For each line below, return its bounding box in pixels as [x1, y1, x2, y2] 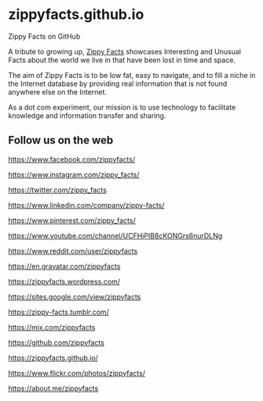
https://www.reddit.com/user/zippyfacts [8, 246, 138, 255]
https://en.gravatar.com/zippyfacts [8, 262, 121, 271]
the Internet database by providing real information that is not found [8, 79, 228, 88]
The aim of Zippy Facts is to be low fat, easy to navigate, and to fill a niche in [8, 70, 256, 80]
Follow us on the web [8, 134, 114, 147]
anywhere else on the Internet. [8, 87, 108, 96]
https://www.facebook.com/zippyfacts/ [8, 154, 136, 164]
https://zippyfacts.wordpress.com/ [8, 277, 120, 286]
